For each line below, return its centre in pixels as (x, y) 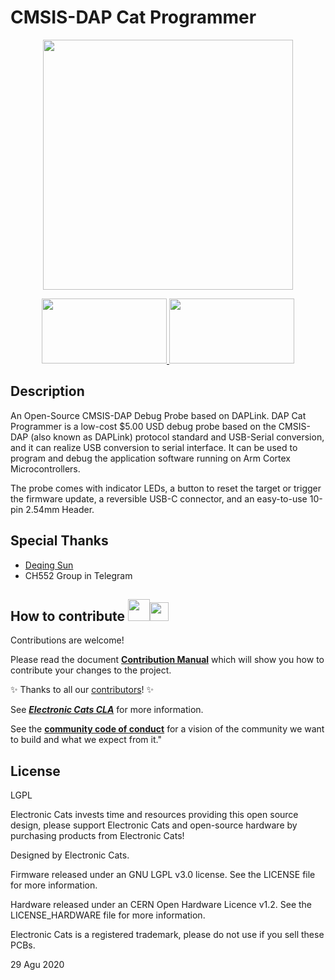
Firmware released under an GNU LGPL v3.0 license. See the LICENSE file (163, 875)
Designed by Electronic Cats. (70, 855)
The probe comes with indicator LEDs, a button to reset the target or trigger (166, 488)
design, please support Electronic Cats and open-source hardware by (154, 825)
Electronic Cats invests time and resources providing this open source (154, 815)
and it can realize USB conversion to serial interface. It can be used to (154, 447)
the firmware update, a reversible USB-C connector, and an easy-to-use (159, 498)
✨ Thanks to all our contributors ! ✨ (82, 690)
